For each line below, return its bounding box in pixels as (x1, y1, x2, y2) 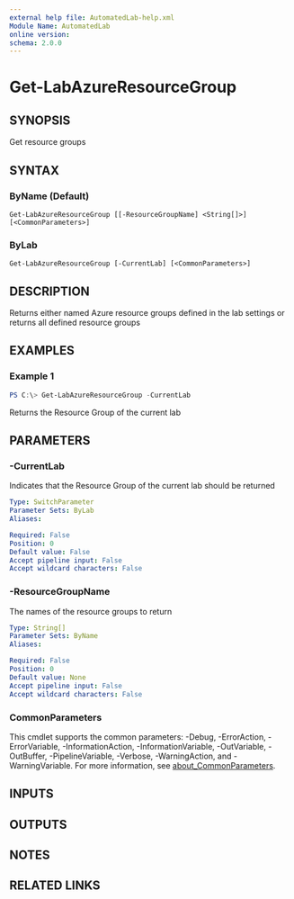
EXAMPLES (9, 343, 75, 358)
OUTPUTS (9, 816, 67, 832)
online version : (9, 30, 70, 39)
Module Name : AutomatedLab (9, 22, 111, 31)
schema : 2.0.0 (9, 38, 63, 48)
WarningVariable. (9, 760, 74, 770)
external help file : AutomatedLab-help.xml (9, 13, 175, 22)
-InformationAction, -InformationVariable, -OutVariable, (62, 741, 267, 751)
